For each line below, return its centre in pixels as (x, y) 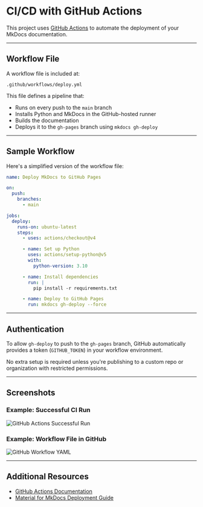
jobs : (13, 216)
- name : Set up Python (51, 249)
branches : (30, 199)
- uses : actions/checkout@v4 (59, 238)
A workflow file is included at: (43, 73)
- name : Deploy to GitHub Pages (63, 299)
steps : (25, 233)
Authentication (35, 329)
